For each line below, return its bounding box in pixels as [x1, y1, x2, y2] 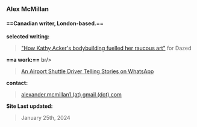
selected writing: [6, 33, 50, 40]
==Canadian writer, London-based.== [6, 20, 104, 27]
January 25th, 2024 [20, 114, 70, 122]
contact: [6, 80, 28, 87]
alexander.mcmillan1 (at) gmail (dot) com [20, 91, 122, 98]
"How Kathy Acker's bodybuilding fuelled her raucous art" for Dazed [20, 44, 192, 52]
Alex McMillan [6, 5, 49, 13]
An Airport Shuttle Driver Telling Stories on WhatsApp [20, 68, 154, 75]
